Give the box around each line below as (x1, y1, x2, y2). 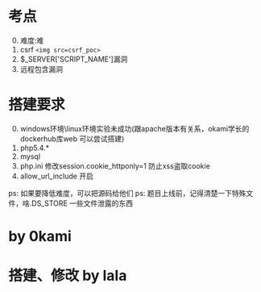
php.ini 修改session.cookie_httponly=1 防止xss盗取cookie (19, 161, 211, 170)
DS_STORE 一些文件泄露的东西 (31, 198, 134, 208)
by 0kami (8, 227, 72, 246)
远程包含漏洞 (19, 64, 63, 73)
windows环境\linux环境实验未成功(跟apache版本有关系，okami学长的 (19, 123, 250, 133)
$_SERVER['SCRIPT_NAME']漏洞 (19, 54, 128, 64)
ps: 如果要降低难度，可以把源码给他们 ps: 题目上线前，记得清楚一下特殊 (8, 188, 246, 198)
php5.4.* (19, 143, 50, 152)
